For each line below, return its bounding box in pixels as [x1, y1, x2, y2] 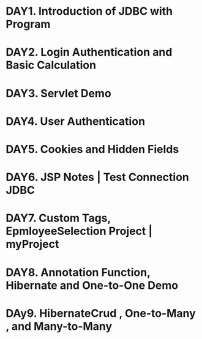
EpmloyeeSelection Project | [6, 225, 153, 238]
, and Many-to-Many [6, 319, 113, 333]
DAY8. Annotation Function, [6, 265, 151, 279]
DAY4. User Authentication [6, 114, 145, 128]
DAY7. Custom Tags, [6, 211, 111, 225]
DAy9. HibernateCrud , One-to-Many [6, 306, 196, 320]
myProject [6, 237, 59, 251]
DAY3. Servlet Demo [6, 86, 111, 100]
